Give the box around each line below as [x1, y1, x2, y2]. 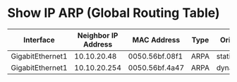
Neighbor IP [77, 30, 119, 40]
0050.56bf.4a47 [128, 62, 185, 72]
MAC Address [132, 35, 181, 45]
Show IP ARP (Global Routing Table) [7, 5, 220, 21]
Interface [23, 35, 55, 45]
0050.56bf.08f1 [128, 51, 183, 61]
